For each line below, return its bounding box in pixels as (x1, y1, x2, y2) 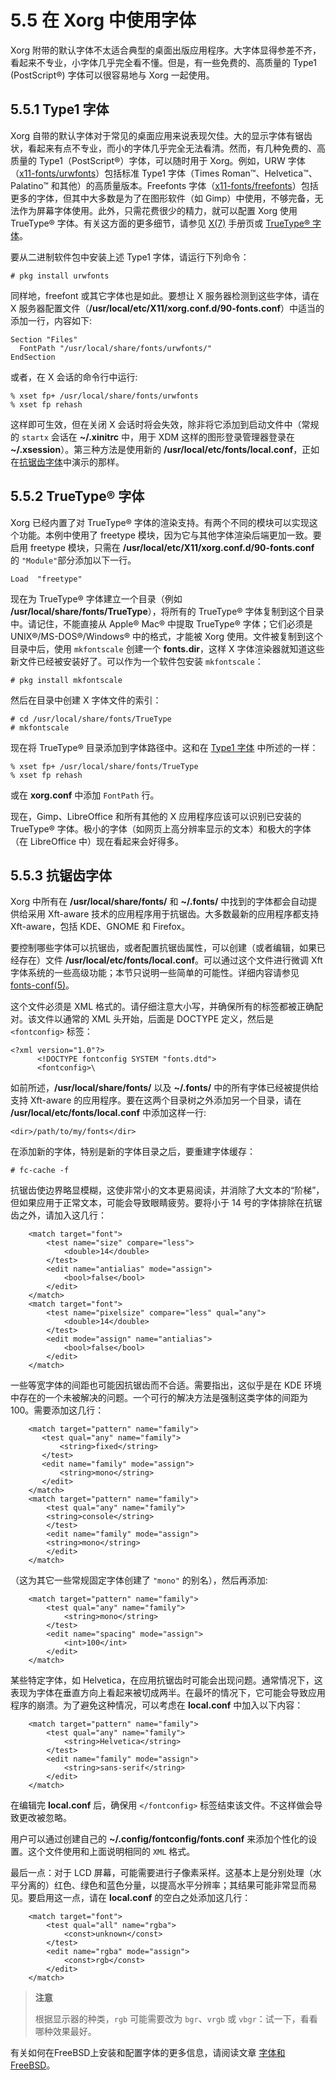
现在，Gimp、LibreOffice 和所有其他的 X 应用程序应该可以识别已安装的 (10, 810, 302, 822)
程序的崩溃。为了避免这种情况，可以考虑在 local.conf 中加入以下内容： (10, 1699, 304, 1711)
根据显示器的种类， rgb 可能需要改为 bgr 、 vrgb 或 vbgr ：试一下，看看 (34, 2013, 318, 2025)
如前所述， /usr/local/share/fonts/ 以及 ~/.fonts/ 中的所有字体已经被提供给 (10, 1082, 320, 1094)
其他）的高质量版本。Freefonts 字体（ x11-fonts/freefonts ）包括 (59, 179, 319, 191)
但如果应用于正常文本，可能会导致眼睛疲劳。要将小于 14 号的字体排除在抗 (10, 1197, 314, 1209)
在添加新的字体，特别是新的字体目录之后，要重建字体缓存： (10, 1146, 256, 1158)
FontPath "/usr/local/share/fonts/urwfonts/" (19, 343, 213, 353)
